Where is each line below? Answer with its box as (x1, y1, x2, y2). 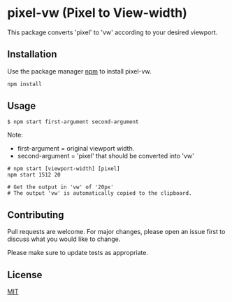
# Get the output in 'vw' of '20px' (7, 184, 114, 191)
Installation (7, 48, 57, 60)
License (7, 268, 43, 281)
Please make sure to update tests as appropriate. (7, 249, 149, 257)
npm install (7, 81, 42, 88)
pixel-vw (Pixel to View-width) (7, 5, 187, 21)
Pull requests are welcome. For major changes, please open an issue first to (7, 228, 226, 236)
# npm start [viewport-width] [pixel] (7, 165, 120, 172)
